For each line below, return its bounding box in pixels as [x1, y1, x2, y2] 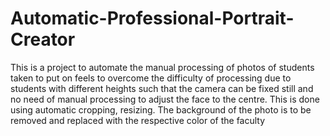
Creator [10, 28, 76, 51]
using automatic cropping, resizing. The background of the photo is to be [10, 103, 312, 116]
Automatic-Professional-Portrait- [10, 7, 295, 30]
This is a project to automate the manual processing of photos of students [10, 61, 315, 73]
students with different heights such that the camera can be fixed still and [10, 82, 314, 94]
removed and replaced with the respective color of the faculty [10, 114, 266, 126]
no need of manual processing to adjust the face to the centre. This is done [10, 93, 320, 105]
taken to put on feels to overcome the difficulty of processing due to [10, 72, 292, 84]
